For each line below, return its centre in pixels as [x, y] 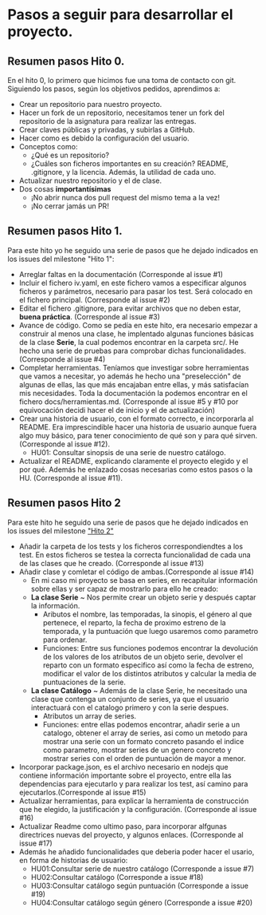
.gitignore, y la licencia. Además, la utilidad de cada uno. [123, 172]
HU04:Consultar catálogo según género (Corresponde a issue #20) [141, 902]
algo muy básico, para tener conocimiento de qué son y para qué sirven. [138, 435]
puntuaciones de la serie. [84, 682]
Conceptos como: [48, 147]
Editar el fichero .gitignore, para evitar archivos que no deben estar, [130, 308]
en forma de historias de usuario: [73, 860]
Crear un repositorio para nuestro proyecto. [90, 104]
